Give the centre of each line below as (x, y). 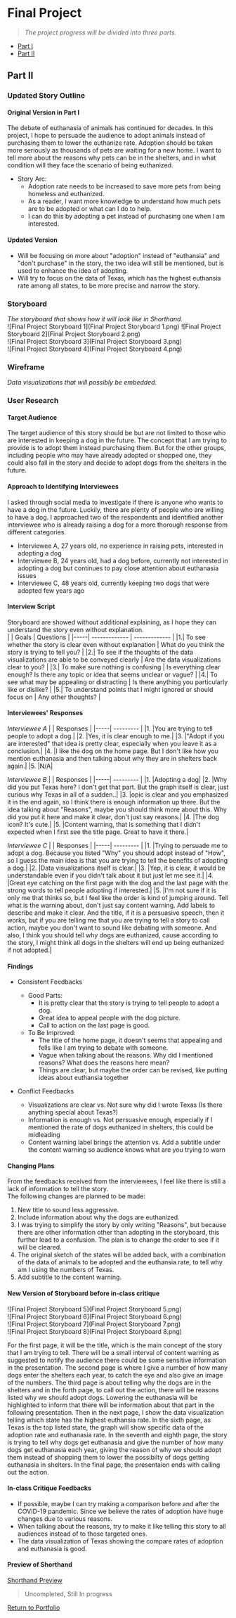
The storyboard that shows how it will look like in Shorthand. (95, 319)
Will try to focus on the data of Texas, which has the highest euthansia (119, 278)
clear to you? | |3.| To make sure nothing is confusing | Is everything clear (114, 667)
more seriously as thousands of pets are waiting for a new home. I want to (114, 150)
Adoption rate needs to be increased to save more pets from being (124, 186)
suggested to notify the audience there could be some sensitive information (117, 1360)
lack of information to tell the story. (58, 1189)
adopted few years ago (51, 590)
